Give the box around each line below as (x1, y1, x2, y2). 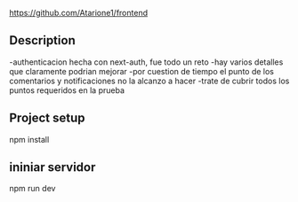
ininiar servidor (9, 159, 96, 175)
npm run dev (9, 183, 56, 194)
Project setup (9, 111, 86, 126)
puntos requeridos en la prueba (9, 84, 125, 96)
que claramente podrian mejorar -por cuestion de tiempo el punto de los (9, 66, 274, 76)
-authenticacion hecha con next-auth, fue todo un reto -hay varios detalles (9, 57, 284, 67)
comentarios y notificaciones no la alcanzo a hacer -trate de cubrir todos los (9, 75, 290, 86)
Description (9, 33, 76, 48)
